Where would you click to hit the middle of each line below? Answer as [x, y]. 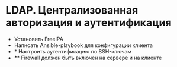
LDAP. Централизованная [72, 10]
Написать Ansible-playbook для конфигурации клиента [83, 45]
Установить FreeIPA [38, 39]
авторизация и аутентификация [89, 23]
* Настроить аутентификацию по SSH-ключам [73, 51]
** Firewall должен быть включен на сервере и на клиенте [88, 58]
